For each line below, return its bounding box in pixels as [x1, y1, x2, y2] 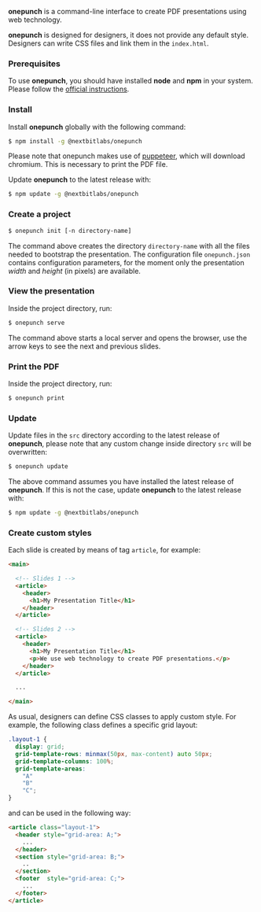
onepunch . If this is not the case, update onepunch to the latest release [8, 486, 242, 495]
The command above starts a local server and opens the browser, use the [8, 333, 248, 342]
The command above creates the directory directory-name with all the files [8, 241, 250, 250]
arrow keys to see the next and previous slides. [8, 342, 161, 351]
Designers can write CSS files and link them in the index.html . [8, 39, 209, 48]
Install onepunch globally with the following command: [8, 122, 186, 131]
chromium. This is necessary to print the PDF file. [8, 160, 168, 169]
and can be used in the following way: [8, 808, 131, 818]
